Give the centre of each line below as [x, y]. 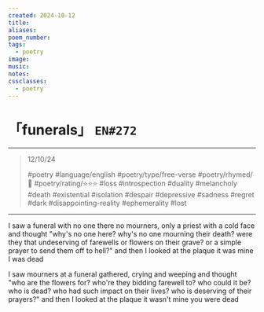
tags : [17, 45]
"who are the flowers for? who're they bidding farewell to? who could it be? [130, 283]
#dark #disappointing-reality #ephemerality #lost [107, 203]
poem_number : [29, 37]
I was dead [26, 259]
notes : [19, 74]
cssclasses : [27, 81]
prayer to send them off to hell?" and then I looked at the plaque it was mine [131, 251]
